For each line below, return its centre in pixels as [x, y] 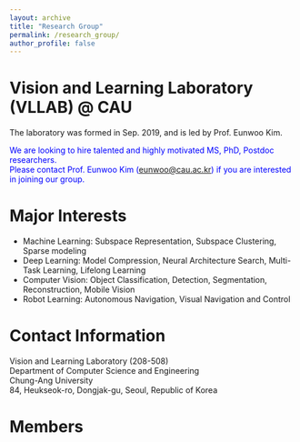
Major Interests [68, 216]
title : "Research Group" [56, 26]
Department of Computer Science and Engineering [105, 371]
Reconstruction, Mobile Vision [79, 290]
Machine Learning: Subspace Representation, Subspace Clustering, [150, 241]
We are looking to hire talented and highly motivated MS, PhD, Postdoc [142, 150]
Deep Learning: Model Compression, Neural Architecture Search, [145, 261]
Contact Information [88, 336]
